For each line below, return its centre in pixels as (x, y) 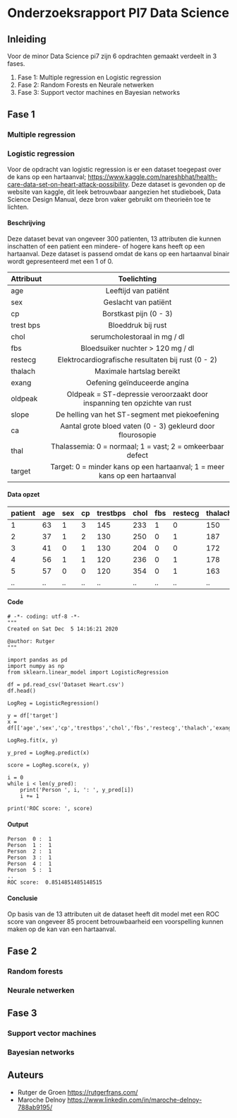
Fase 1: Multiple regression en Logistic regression (89, 77)
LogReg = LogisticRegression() (53, 703)
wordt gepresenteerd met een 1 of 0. (60, 261)
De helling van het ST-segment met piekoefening (138, 414)
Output (18, 824)
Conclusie (23, 898)
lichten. (18, 207)
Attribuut (26, 279)
